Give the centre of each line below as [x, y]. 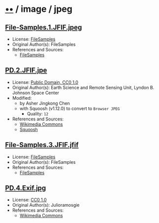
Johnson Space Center [35, 93]
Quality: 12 [38, 113]
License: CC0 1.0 [29, 200]
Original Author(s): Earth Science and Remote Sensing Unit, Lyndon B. [83, 87]
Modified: [22, 98]
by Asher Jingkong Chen [45, 103]
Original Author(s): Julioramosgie [46, 205]
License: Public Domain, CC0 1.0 [45, 82]
